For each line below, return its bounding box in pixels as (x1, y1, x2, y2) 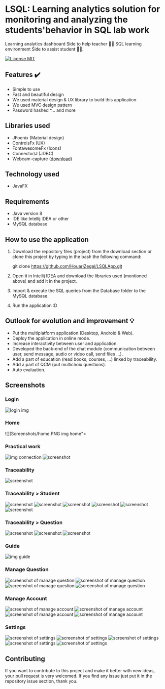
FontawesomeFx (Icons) (12, 145, 62, 151)
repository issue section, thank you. (5, 678, 78, 684)
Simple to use (12, 86, 40, 92)
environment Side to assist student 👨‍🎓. (5, 46, 84, 52)
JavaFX (12, 183, 28, 189)
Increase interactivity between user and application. (12, 340, 118, 346)
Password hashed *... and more (12, 107, 76, 113)
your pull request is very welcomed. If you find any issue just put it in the (5, 673, 153, 679)
